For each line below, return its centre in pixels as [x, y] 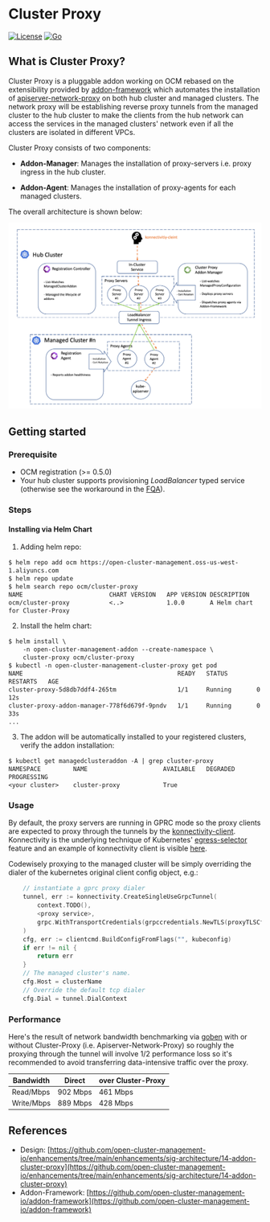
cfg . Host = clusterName [63, 982]
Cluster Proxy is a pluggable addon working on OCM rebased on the [121, 80]
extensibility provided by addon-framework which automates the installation [134, 89]
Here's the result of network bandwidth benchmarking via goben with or [128, 1037]
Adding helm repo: [51, 547]
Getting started [47, 431]
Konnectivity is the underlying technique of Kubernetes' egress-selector [128, 840]
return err [55, 956]
